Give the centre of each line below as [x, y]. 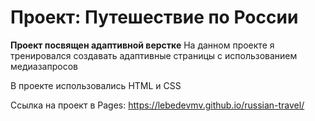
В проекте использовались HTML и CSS [96, 85]
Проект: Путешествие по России [154, 17]
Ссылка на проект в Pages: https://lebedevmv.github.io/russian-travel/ [157, 105]
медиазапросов [44, 66]
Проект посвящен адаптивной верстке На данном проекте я [142, 45]
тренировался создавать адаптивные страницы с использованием [154, 55]
